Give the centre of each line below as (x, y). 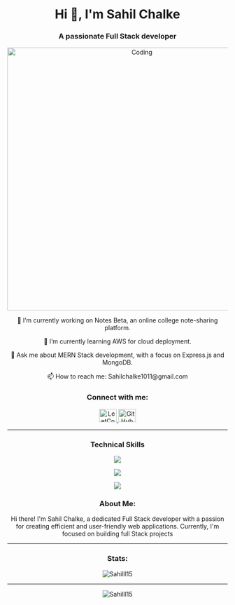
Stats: (117, 559)
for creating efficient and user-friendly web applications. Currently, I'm (117, 526)
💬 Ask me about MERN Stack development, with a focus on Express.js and (117, 355)
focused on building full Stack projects (117, 534)
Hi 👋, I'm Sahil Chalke (117, 14)
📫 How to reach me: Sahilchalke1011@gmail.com (117, 376)
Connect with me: (117, 397)
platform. (117, 328)
